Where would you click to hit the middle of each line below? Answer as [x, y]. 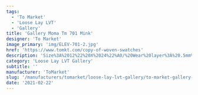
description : [22, 55]
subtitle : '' [22, 66]
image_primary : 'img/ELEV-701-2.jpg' [52, 45]
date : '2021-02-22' [30, 83]
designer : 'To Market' [34, 39]
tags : [13, 12]
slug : [13, 77]
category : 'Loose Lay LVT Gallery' [50, 61]
